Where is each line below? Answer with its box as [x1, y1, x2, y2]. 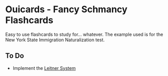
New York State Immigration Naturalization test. [5, 37, 105, 43]
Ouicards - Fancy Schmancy [5, 4, 128, 15]
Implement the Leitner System [12, 65, 76, 71]
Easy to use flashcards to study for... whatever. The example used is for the [5, 31, 163, 37]
